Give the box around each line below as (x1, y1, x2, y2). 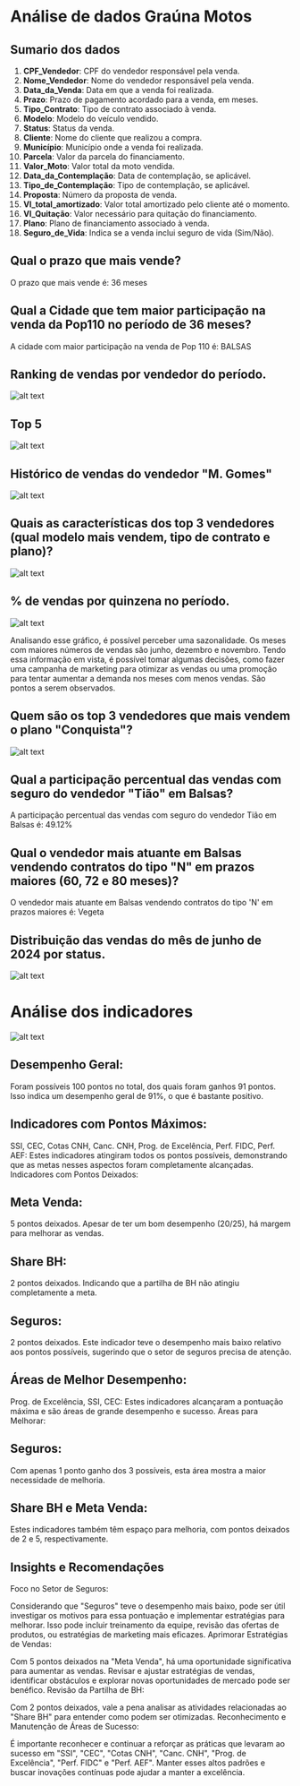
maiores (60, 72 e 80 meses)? (10, 873, 179, 889)
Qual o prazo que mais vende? (10, 253, 182, 269)
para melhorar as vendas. (10, 1228, 104, 1239)
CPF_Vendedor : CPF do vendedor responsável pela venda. (22, 65, 240, 76)
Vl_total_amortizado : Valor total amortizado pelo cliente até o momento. (22, 199, 290, 210)
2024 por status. (10, 947, 106, 962)
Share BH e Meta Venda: (10, 1500, 148, 1516)
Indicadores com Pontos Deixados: (10, 1169, 139, 1180)
